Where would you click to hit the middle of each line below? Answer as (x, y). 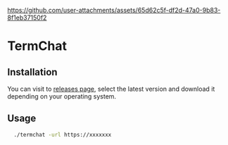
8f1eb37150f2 (27, 18)
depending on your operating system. (62, 96)
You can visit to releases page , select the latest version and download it (111, 89)
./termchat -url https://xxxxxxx (63, 134)
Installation (32, 72)
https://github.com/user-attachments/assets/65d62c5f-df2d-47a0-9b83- (114, 10)
